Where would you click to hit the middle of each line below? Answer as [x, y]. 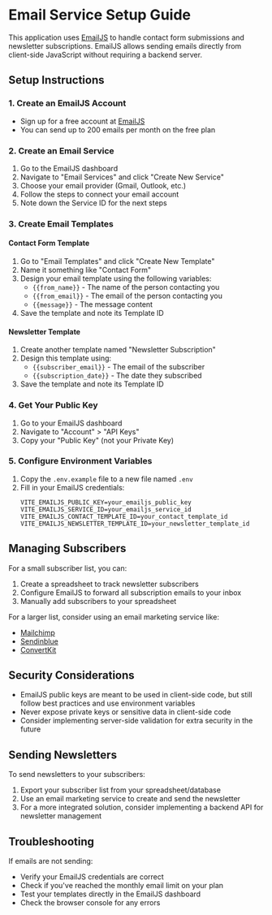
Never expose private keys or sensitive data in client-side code [125, 712]
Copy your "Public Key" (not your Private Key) [97, 440]
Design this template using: [66, 358]
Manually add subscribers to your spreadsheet [98, 601]
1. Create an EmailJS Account [67, 103]
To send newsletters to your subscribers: [77, 775]
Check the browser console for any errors [90, 903]
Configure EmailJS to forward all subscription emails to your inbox [131, 592]
